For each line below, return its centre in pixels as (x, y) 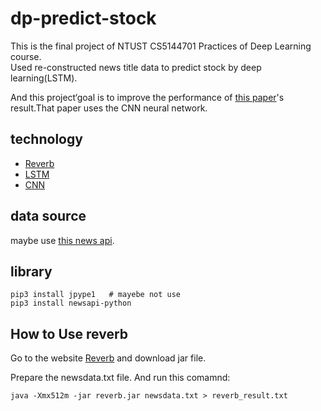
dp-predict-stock (83, 18)
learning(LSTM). (44, 78)
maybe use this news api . (62, 240)
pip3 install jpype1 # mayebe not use (96, 295)
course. (26, 56)
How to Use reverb (69, 333)
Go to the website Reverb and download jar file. (108, 358)
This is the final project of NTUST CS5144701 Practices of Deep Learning (161, 46)
